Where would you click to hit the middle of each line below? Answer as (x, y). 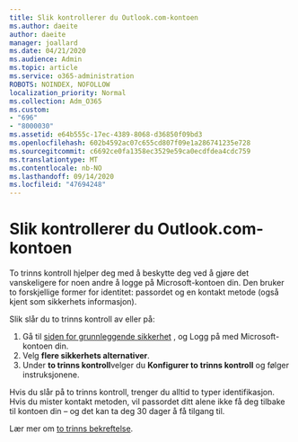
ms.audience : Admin (46, 59)
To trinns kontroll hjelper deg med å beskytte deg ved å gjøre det (129, 273)
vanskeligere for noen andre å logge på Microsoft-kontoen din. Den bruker (147, 283)
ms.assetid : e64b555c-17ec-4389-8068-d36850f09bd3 (106, 135)
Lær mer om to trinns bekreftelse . (71, 429)
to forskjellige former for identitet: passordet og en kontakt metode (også (145, 292)
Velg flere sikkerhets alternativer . (86, 356)
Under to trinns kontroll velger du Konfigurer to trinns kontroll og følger (156, 366)
